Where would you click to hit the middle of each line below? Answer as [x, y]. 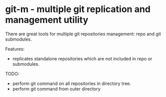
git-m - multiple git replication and [78, 9]
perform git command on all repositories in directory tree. [72, 83]
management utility [47, 20]
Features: [15, 49]
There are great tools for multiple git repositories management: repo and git [83, 34]
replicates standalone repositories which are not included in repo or [82, 58]
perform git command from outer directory [56, 88]
